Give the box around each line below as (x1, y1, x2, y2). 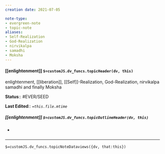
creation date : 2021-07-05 (5, 7, 60, 12)
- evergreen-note (5, 21, 41, 26)
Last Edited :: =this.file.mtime (5, 103, 68, 109)
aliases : (5, 30, 23, 35)
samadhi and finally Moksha (5, 84, 62, 90)
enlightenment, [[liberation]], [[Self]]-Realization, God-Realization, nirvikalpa (5, 79, 160, 85)
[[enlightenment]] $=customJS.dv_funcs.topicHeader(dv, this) (5, 68, 134, 74)
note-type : (5, 16, 27, 21)
